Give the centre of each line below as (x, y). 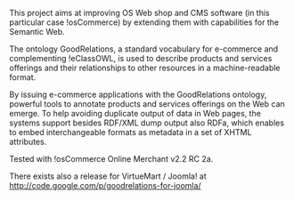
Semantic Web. (37, 32)
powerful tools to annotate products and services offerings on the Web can (147, 104)
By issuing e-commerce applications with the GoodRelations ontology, (138, 94)
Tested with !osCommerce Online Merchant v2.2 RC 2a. (111, 159)
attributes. (28, 142)
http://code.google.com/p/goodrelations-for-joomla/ (106, 185)
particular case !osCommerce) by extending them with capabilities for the (144, 22)
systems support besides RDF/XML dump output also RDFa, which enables (147, 123)
